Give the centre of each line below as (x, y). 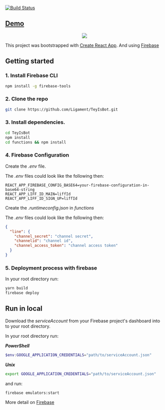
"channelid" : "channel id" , (44, 241)
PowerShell (17, 345)
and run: (14, 383)
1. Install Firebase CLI (31, 76)
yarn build (17, 288)
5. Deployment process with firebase (51, 268)
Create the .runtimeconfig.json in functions (50, 208)
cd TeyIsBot (18, 133)
